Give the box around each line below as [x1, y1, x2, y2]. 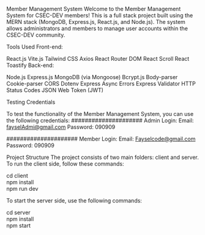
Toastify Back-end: [6, 61, 54, 69]
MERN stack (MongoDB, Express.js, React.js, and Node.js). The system [6, 18, 185, 25]
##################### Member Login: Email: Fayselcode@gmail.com [6, 135, 196, 142]
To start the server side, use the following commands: [6, 197, 143, 204]
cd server [6, 209, 31, 216]
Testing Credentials [6, 98, 56, 106]
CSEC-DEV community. [6, 31, 65, 39]
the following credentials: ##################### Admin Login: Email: [6, 117, 194, 124]
